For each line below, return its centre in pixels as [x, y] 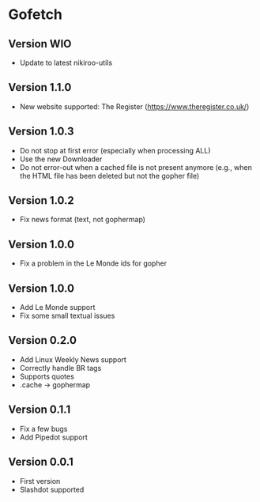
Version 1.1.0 [40, 87]
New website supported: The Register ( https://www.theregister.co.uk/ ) [134, 106]
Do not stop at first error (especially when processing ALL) [115, 150]
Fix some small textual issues [67, 316]
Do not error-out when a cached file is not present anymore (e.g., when [136, 167]
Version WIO [40, 44]
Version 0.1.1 [40, 410]
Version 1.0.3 [41, 132]
